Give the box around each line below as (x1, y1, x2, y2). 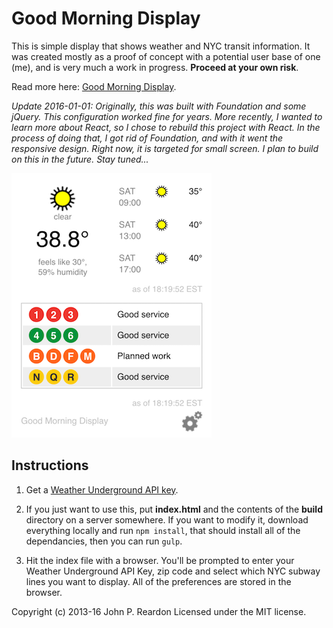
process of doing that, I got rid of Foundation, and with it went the (11, 132, 284, 144)
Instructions (11, 457, 89, 474)
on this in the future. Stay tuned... (11, 153, 149, 165)
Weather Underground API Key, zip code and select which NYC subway (25, 565, 321, 577)
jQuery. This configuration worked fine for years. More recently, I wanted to (11, 110, 323, 122)
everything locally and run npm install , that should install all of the (25, 524, 301, 536)
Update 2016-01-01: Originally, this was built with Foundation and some (11, 100, 307, 112)
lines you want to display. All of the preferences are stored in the (25, 575, 292, 587)
